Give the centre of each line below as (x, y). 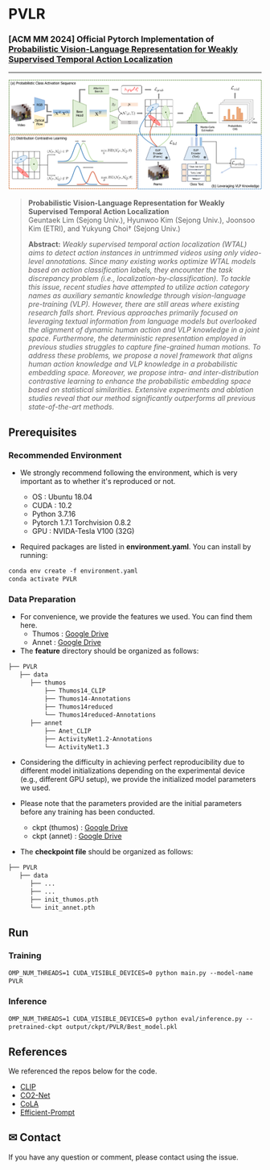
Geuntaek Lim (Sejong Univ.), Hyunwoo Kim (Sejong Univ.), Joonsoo (141, 220)
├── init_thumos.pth (64, 900)
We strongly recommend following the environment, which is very (129, 473)
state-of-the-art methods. (71, 407)
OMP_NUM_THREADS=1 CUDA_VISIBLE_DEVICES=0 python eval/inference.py (125, 1019)
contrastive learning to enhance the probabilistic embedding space (139, 381)
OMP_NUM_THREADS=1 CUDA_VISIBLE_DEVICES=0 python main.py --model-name (131, 973)
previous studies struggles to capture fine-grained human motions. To (144, 347)
